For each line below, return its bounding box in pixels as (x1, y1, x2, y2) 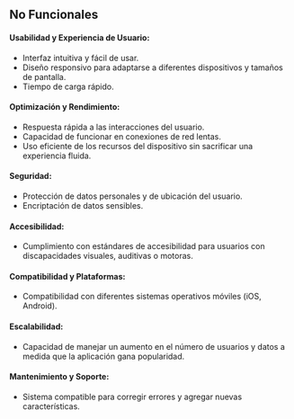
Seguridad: (9, 171, 52, 182)
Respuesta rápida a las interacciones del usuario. (22, 121, 205, 132)
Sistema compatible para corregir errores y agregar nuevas (22, 391, 243, 402)
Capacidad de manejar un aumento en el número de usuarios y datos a (22, 341, 286, 352)
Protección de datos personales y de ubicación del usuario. (22, 191, 243, 201)
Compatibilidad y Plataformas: (9, 271, 126, 281)
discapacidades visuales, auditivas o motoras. (22, 251, 193, 262)
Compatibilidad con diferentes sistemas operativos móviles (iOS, (22, 291, 263, 302)
